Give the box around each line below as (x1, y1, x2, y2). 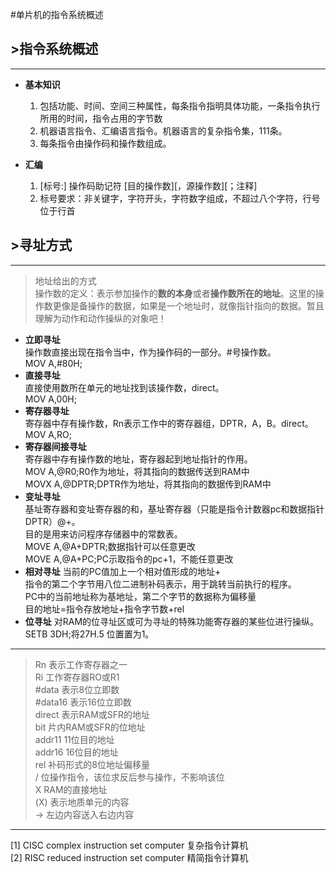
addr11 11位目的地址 (34, 733, 115, 745)
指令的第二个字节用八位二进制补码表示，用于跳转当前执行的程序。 (24, 578, 297, 590)
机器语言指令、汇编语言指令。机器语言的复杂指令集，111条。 (39, 124, 288, 137)
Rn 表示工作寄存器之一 (34, 658, 128, 670)
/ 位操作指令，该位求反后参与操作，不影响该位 (34, 771, 225, 783)
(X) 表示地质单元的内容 (34, 796, 130, 808)
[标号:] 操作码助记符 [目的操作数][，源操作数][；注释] (39, 179, 258, 192)
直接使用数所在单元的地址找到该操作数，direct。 (24, 381, 225, 393)
